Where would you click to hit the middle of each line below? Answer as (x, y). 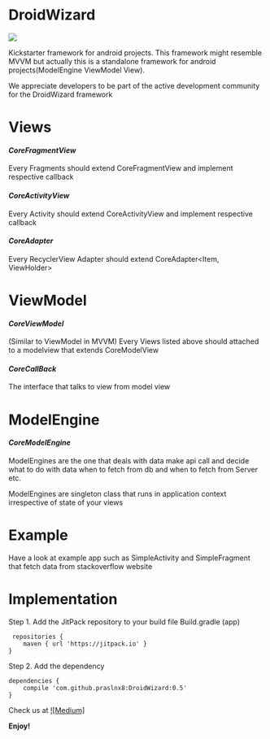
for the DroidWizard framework (61, 94)
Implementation (63, 599)
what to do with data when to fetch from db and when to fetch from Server (133, 469)
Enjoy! (20, 726)
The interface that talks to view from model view (89, 387)
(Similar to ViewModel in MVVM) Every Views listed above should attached (134, 341)
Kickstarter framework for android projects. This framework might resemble (135, 52)
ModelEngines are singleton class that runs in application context (118, 493)
